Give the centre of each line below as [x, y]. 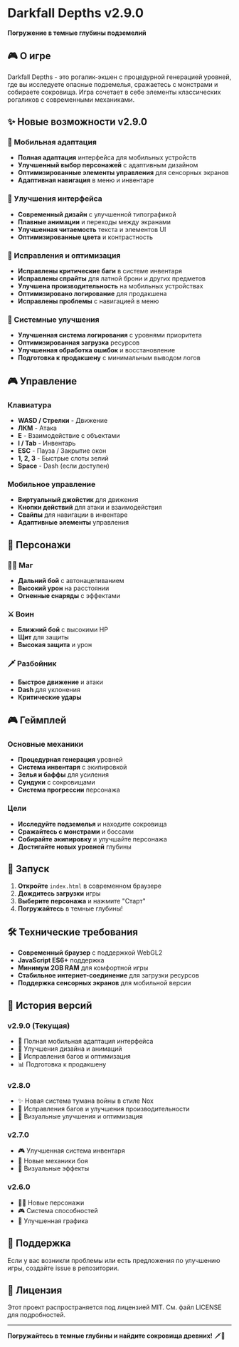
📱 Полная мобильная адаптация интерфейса [85, 1041]
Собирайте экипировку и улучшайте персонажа [92, 839]
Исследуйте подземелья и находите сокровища [92, 824]
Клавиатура [30, 405]
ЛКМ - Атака [37, 428]
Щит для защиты [43, 637]
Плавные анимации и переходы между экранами [94, 221]
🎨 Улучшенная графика [53, 1221]
